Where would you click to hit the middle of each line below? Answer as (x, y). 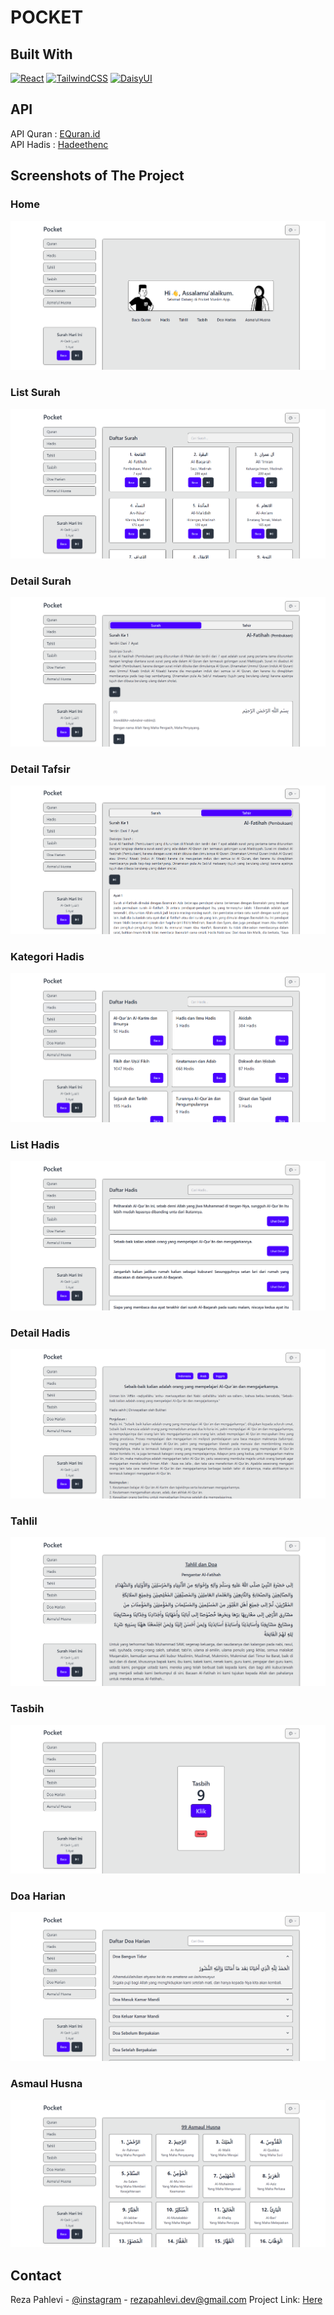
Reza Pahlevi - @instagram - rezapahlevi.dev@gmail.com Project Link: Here (166, 2300)
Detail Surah (41, 581)
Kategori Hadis (47, 956)
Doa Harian (38, 1896)
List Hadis (35, 1144)
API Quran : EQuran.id (55, 133)
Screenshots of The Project (97, 176)
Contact (36, 2275)
